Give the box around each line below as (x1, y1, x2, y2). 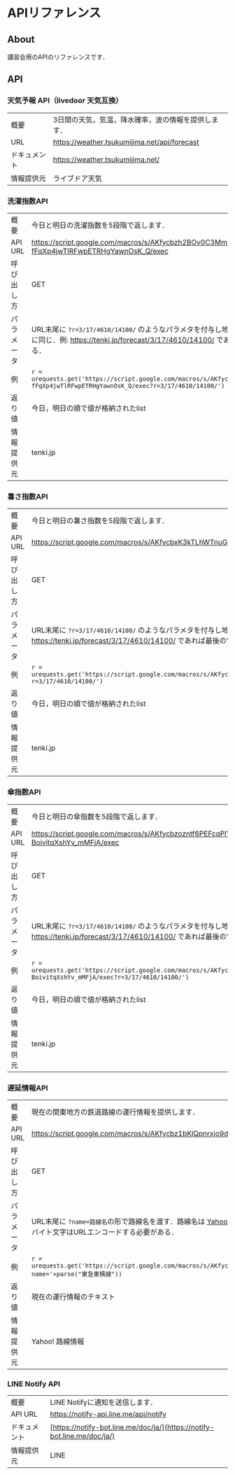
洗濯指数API (7, 196, 48, 206)
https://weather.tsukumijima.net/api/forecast (52, 137, 199, 146)
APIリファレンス (7, 5, 101, 21)
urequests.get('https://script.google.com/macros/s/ (31, 1261, 211, 1270)
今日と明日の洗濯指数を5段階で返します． (31, 220, 169, 230)
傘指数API (7, 787, 41, 797)
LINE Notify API (7, 1379, 61, 1389)
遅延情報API (7, 1083, 48, 1093)
